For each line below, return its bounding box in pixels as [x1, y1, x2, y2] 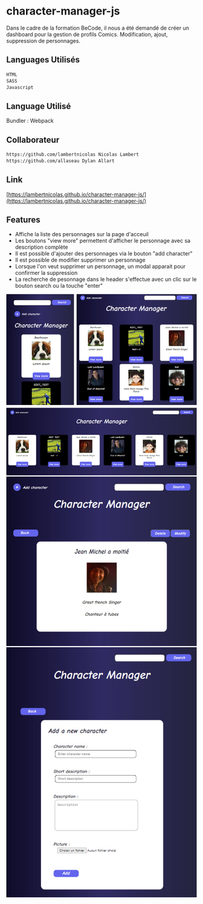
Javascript [6, 84, 34, 90]
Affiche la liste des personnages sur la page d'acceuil [14, 231, 149, 238]
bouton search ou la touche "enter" [14, 282, 103, 289]
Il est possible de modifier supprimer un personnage [14, 256, 146, 264]
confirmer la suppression [14, 269, 78, 277]
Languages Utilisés [6, 54, 80, 65]
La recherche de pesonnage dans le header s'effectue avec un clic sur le [14, 275, 197, 283]
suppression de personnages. [6, 37, 80, 44]
